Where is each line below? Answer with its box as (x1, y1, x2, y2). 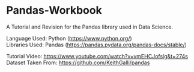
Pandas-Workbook (6, 4, 102, 17)
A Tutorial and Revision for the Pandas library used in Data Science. (6, 23, 173, 30)
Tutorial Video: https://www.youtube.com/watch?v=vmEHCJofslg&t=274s (6, 52, 188, 60)
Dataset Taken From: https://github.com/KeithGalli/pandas (6, 59, 150, 66)
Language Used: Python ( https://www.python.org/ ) (6, 35, 132, 42)
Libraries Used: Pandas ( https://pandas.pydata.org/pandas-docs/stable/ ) (6, 41, 187, 48)
